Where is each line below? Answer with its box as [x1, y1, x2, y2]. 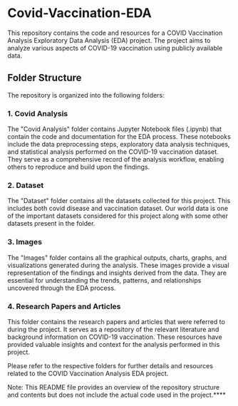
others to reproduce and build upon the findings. [7, 162, 150, 172]
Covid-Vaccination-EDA [7, 5, 152, 21]
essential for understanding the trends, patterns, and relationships [7, 276, 202, 284]
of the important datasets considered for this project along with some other [7, 212, 228, 220]
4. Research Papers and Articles [7, 301, 121, 311]
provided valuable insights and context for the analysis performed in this [7, 340, 220, 348]
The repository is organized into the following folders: [7, 90, 165, 99]
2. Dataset [7, 180, 44, 190]
